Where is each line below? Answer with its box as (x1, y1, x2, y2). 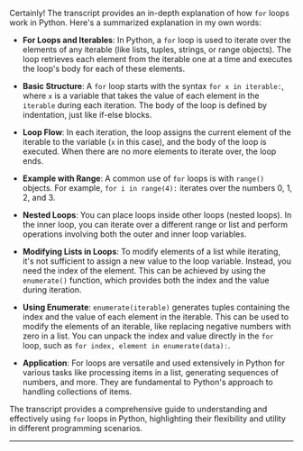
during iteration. (22, 284, 83, 295)
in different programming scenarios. (9, 423, 142, 433)
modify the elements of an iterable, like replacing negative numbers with (22, 321, 291, 331)
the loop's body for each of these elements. (22, 63, 186, 74)
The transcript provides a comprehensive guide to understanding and (9, 404, 268, 414)
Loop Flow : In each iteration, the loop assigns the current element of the (22, 127, 291, 138)
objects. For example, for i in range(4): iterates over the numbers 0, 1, (22, 183, 293, 193)
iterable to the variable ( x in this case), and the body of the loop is (22, 137, 267, 147)
